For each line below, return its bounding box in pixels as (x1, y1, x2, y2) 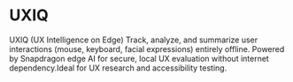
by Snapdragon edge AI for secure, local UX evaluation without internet (9, 53, 270, 63)
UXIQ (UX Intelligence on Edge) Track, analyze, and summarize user (9, 34, 258, 45)
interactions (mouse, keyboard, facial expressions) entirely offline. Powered (9, 43, 285, 54)
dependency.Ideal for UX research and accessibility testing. (9, 63, 227, 73)
